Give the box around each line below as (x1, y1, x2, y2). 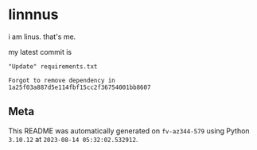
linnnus (8, 6, 59, 24)
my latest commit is (8, 47, 72, 56)
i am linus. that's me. (8, 32, 76, 41)
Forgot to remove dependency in (8, 76, 115, 84)
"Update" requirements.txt (8, 62, 98, 71)
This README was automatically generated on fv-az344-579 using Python (8, 125, 250, 136)
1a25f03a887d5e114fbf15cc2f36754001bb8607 (8, 83, 151, 91)
